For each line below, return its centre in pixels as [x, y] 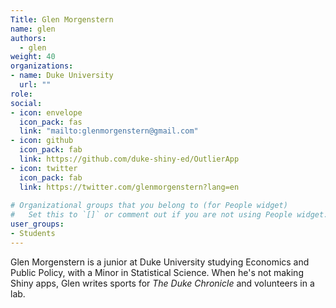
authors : [28, 38]
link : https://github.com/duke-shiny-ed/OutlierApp [129, 159]
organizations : [42, 66]
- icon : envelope [46, 112]
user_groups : [37, 224]
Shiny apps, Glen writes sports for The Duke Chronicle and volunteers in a [162, 283]
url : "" [35, 85]
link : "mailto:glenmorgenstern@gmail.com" [109, 131]
